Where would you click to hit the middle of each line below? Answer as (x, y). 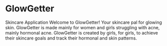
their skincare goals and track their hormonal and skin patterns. (71, 38)
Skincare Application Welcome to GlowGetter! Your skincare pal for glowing (84, 22)
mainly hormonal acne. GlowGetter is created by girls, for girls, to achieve (81, 33)
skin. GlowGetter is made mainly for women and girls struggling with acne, (82, 27)
